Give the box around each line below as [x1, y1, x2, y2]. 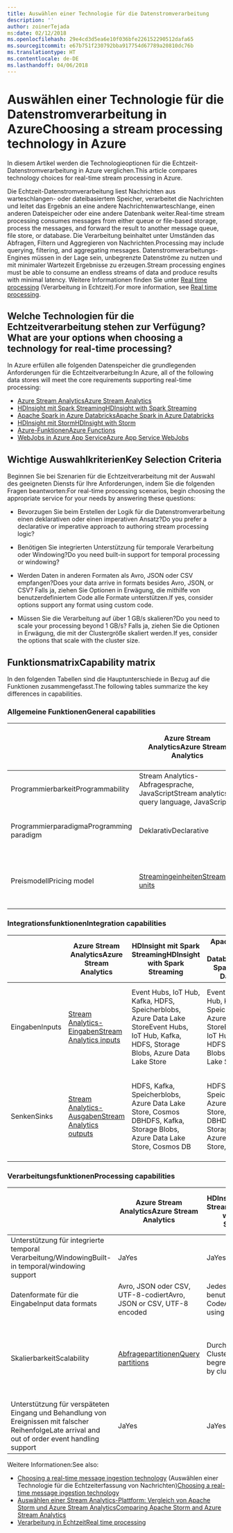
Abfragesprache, [138, 780, 194, 789]
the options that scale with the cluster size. [17, 636, 140, 645]
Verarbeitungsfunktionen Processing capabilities [7, 1171, 175, 1181]
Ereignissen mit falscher [10, 1416, 89, 1426]
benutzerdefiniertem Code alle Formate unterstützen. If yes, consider [17, 594, 214, 602]
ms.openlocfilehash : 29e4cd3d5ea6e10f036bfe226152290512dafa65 [7, 36, 194, 43]
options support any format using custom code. [17, 601, 154, 609]
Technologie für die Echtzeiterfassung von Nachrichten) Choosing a [17, 1481, 210, 1489]
